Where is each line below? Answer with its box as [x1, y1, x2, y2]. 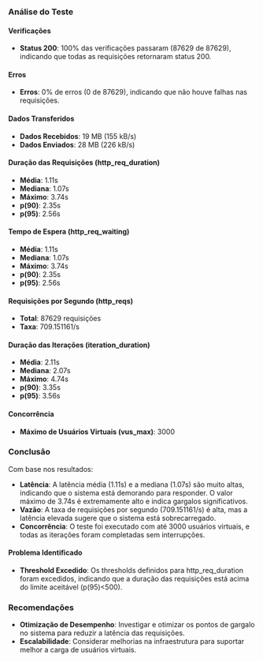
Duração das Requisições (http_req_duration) [8, 158, 160, 167]
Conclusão [8, 447, 51, 458]
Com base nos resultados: [8, 464, 94, 473]
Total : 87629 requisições [19, 314, 102, 324]
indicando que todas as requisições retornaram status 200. [19, 52, 212, 62]
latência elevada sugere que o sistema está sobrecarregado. [19, 513, 217, 522]
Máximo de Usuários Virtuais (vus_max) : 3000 [19, 427, 176, 436]
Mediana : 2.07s [19, 366, 71, 376]
